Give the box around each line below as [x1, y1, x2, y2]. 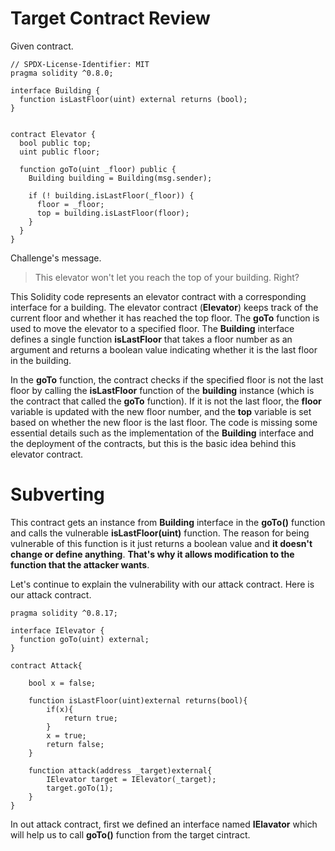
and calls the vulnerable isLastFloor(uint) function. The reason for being [10, 527, 310, 539]
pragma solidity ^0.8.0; [10, 68, 114, 78]
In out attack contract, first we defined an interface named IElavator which [10, 818, 318, 830]
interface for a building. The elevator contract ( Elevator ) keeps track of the [10, 301, 319, 313]
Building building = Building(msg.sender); [28, 173, 213, 183]
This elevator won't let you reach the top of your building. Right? [34, 271, 300, 283]
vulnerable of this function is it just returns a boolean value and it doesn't [10, 537, 313, 549]
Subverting [10, 483, 105, 506]
